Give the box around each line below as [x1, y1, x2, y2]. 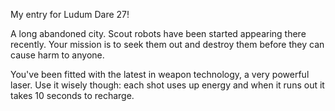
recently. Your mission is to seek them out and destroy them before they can [10, 39, 325, 50]
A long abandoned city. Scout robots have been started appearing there [10, 28, 307, 39]
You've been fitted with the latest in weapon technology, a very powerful [10, 69, 310, 80]
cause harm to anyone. [10, 49, 105, 61]
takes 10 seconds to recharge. [10, 90, 135, 101]
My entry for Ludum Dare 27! [10, 9, 130, 20]
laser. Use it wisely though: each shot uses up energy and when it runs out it [10, 79, 325, 91]
